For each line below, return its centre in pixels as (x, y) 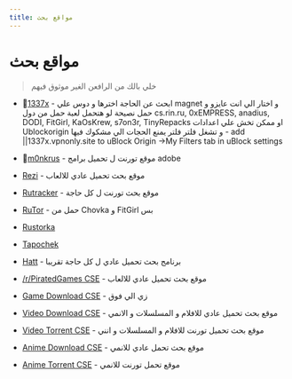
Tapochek (40, 244)
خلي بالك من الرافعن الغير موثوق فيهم (94, 86)
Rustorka (39, 226)
